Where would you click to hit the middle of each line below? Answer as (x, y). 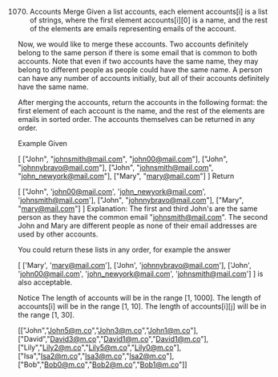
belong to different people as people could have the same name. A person (141, 70)
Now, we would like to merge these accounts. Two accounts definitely (133, 44)
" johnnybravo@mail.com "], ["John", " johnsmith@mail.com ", (116, 167)
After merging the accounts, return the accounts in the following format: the (143, 102)
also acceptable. (45, 282)
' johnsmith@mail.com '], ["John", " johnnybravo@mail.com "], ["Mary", (131, 200)
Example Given (43, 143)
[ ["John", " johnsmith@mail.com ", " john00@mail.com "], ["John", (123, 159)
